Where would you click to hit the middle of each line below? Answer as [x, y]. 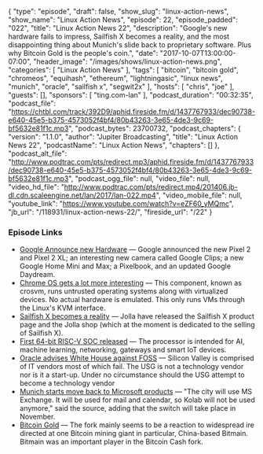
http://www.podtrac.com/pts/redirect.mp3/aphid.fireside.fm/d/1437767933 [133, 162]
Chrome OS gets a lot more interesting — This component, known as [130, 283]
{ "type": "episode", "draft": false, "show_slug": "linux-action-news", [119, 11]
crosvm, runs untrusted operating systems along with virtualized [124, 291]
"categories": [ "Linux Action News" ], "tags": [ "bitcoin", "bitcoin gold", [123, 70]
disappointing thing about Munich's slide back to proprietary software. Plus [130, 45]
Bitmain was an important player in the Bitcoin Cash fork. [111, 442]
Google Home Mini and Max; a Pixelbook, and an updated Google [125, 266]
